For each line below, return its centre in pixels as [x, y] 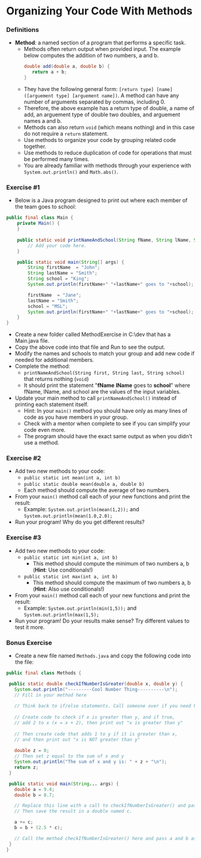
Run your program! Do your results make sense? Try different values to [102, 621]
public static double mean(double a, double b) [84, 484]
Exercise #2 [24, 458]
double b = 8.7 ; [34, 795]
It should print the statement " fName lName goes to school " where [107, 385]
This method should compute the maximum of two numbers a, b [112, 582]
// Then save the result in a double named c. [73, 811]
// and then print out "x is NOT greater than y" [77, 739]
